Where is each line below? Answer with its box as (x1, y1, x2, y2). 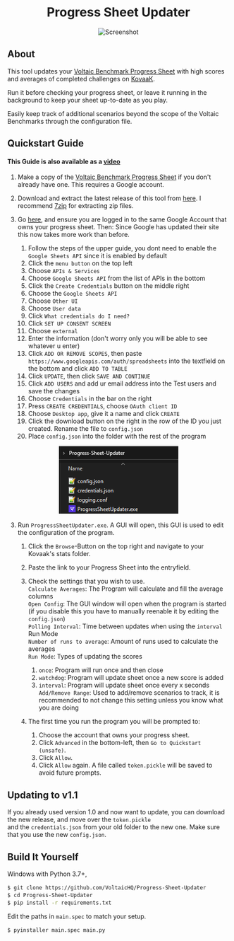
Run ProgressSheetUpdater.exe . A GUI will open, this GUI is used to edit (17, 521, 224, 529)
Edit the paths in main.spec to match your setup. (7, 912, 147, 920)
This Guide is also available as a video (7, 157, 121, 166)
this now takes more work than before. (17, 231, 130, 239)
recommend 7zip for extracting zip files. (17, 202, 134, 210)
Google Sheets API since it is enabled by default (27, 252, 168, 260)
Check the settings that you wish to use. (27, 577, 145, 586)
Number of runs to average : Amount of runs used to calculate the (27, 637, 218, 646)
